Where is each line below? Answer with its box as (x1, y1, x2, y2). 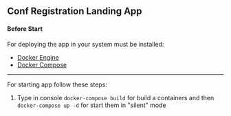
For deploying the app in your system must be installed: (7, 40, 164, 48)
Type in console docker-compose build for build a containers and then (16, 93, 214, 102)
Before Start (7, 24, 43, 33)
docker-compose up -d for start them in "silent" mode (16, 101, 166, 109)
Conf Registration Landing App (7, 5, 142, 17)
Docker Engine (16, 53, 60, 61)
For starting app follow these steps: (7, 80, 108, 89)
